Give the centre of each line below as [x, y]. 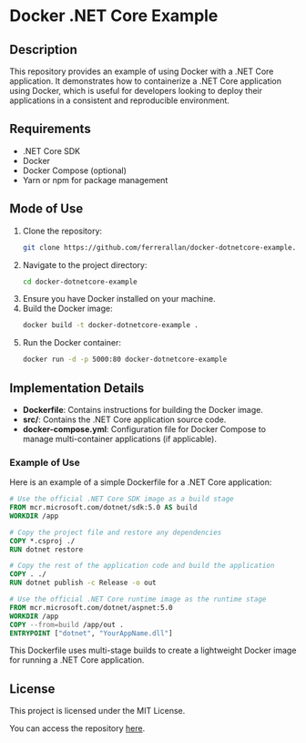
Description [43, 50]
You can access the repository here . [77, 728]
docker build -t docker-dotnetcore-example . [110, 325]
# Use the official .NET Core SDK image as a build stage [122, 499]
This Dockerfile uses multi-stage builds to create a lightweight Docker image [153, 650]
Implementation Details [77, 388]
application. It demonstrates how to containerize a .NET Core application [146, 81]
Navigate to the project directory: [85, 264]
